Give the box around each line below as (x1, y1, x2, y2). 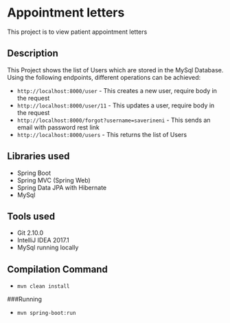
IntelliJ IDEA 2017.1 (16, 236, 70, 244)
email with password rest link (16, 123, 100, 132)
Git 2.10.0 (16, 229, 44, 237)
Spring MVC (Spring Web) (16, 176, 91, 184)
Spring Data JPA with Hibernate (16, 183, 107, 191)
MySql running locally (16, 243, 79, 252)
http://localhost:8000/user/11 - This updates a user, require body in (16, 101, 215, 110)
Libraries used (7, 150, 70, 163)
